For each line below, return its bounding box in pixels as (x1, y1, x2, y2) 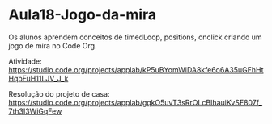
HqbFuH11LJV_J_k (8, 73, 69, 83)
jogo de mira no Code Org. (8, 40, 97, 50)
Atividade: (8, 56, 42, 66)
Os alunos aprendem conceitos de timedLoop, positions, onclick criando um (8, 32, 262, 42)
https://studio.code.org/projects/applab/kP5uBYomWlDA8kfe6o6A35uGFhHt (8, 64, 265, 74)
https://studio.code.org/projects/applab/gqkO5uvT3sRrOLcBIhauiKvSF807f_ (8, 97, 263, 107)
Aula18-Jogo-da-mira (8, 6, 157, 24)
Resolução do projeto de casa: (8, 89, 110, 98)
